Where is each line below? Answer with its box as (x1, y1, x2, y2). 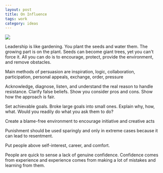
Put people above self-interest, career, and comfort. (5, 143, 110, 148)
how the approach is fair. (5, 94, 55, 100)
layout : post (5, 7, 32, 12)
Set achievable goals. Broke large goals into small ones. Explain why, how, (5, 104, 155, 110)
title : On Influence (5, 12, 48, 17)
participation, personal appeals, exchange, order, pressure (5, 74, 124, 80)
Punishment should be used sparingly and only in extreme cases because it (5, 128, 158, 134)
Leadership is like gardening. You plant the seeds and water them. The (5, 44, 148, 50)
